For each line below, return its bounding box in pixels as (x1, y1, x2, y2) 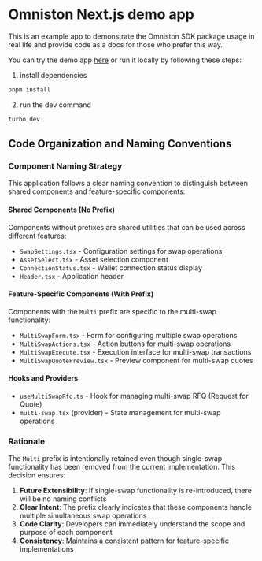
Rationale (8, 436, 46, 447)
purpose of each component (19, 528, 113, 537)
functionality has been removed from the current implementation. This (8, 463, 236, 472)
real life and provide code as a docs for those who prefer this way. (8, 39, 223, 49)
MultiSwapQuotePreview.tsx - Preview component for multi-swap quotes (19, 355, 253, 365)
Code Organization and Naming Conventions (8, 137, 232, 150)
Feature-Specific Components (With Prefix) (8, 289, 154, 299)
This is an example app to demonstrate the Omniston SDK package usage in (8, 32, 255, 41)
